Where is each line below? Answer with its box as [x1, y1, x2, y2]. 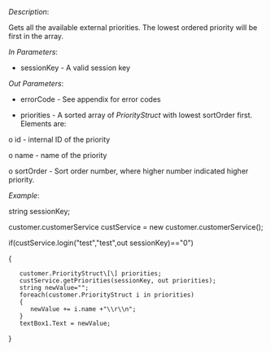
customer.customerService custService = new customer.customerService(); [8, 222, 264, 231]
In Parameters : [8, 47, 59, 56]
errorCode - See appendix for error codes [20, 94, 161, 104]
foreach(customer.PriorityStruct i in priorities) [19, 291, 195, 299]
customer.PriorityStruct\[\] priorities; [19, 270, 162, 278]
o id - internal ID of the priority [8, 134, 111, 144]
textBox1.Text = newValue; [19, 319, 111, 327]
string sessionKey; [8, 207, 71, 216]
